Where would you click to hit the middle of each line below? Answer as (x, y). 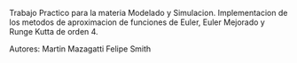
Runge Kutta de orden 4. (54, 31)
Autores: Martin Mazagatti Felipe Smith (80, 49)
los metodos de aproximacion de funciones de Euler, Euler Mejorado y (137, 22)
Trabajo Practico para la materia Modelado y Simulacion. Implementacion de (148, 13)
